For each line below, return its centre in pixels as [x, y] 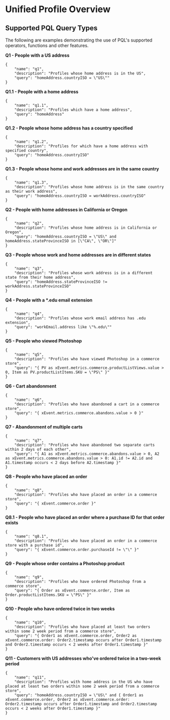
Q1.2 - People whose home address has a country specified [69, 128]
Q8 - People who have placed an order [46, 476]
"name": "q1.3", [32, 183]
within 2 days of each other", [38, 449]
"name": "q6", [29, 400]
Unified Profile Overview [58, 9]
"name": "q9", [29, 577]
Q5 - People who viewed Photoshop [44, 341]
